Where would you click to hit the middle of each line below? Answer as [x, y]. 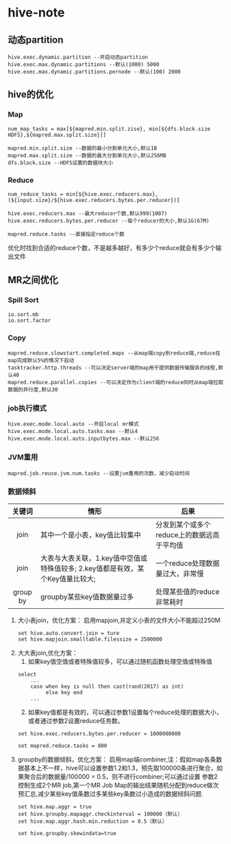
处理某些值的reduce [187, 591]
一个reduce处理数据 [187, 563]
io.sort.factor [29, 320]
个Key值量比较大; [68, 579]
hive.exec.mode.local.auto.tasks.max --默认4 [73, 432]
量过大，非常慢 [180, 573]
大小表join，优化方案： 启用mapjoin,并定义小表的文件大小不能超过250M [119, 620]
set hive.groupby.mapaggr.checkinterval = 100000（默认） [100, 814]
